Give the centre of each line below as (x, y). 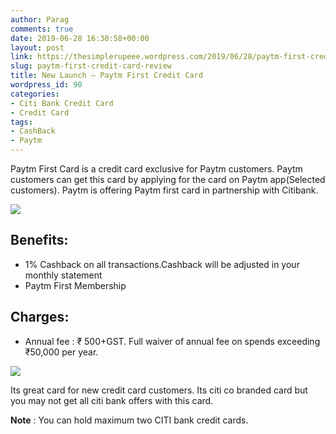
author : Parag (40, 19)
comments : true (42, 29)
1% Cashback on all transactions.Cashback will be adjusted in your (162, 264)
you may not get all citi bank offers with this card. (112, 400)
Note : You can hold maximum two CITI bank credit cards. (129, 420)
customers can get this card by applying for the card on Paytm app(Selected (168, 179)
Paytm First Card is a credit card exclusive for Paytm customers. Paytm (156, 169)
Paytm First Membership (75, 285)
